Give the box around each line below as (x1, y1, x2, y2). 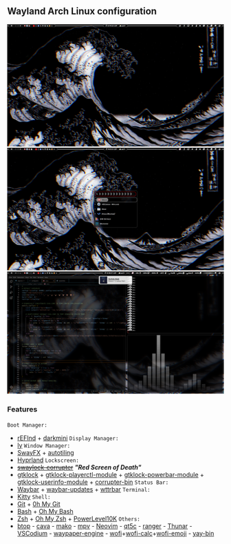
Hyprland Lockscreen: (16, 456, 79, 464)
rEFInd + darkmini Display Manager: (16, 434, 119, 442)
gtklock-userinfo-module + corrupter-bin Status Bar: (16, 478, 169, 486)
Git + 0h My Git (16, 500, 60, 508)
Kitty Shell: (16, 492, 52, 501)
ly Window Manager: (16, 441, 71, 449)
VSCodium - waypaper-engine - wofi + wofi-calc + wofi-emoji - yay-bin (16, 529, 214, 537)
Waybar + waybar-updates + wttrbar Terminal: (16, 485, 151, 493)
